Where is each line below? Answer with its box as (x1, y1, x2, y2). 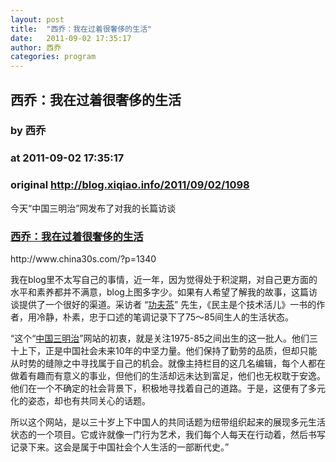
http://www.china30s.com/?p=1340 (10, 252, 157, 265)
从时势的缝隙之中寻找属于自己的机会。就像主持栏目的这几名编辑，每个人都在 (10, 357, 326, 369)
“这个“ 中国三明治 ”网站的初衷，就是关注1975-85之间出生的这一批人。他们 (10, 332, 310, 344)
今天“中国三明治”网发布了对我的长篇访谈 (10, 202, 177, 214)
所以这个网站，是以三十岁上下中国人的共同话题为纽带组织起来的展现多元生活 (10, 416, 326, 428)
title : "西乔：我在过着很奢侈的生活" (10, 24, 153, 34)
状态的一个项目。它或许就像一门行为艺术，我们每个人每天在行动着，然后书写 (10, 428, 326, 440)
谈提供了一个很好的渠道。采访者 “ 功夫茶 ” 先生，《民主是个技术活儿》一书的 (10, 298, 317, 310)
